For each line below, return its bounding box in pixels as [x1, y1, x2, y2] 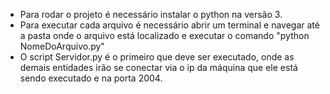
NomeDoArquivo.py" [19, 40, 105, 52]
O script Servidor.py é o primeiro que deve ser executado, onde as [19, 51, 295, 63]
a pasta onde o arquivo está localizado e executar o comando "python [19, 30, 310, 41]
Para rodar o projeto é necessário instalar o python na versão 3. [19, 9, 283, 20]
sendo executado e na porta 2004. [19, 72, 163, 84]
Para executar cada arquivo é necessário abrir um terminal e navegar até [19, 19, 320, 31]
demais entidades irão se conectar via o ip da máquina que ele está [19, 62, 298, 73]
